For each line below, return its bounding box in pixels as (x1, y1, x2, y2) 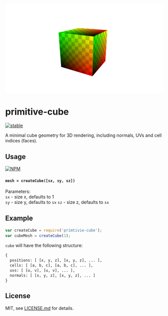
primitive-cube (5, 106, 69, 117)
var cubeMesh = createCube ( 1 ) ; (5, 233, 71, 238)
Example (5, 214, 33, 223)
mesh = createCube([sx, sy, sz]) (5, 178, 75, 183)
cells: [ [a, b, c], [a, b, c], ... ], (10, 263, 94, 268)
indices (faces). (5, 138, 38, 144)
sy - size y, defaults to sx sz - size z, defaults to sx (5, 199, 109, 205)
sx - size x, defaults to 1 (5, 194, 54, 200)
